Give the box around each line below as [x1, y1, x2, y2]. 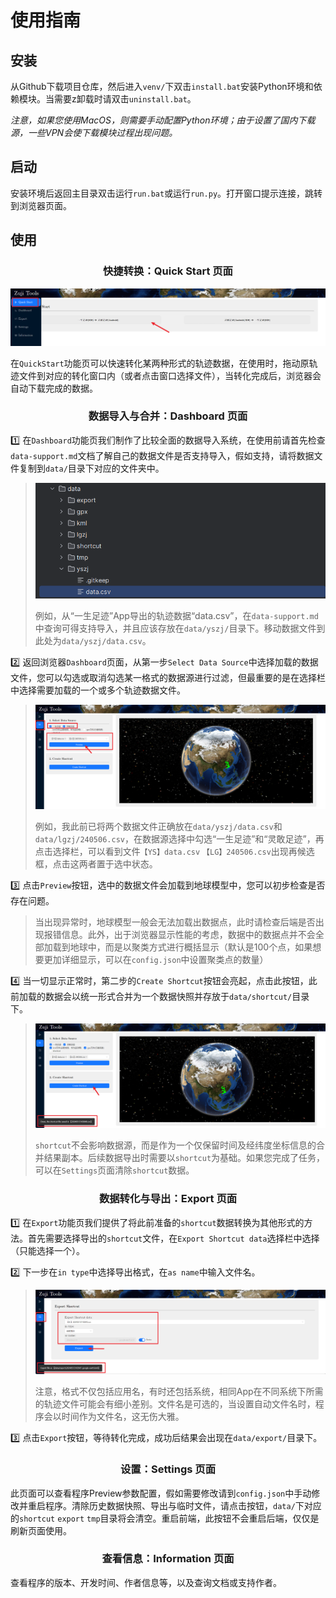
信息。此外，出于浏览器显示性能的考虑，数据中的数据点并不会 [61, 928, 316, 940]
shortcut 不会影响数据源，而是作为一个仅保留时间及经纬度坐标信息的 [34, 1139, 317, 1151]
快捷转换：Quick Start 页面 [103, 264, 233, 278]
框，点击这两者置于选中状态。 [34, 857, 158, 870]
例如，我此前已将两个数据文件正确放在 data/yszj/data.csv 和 [34, 820, 283, 832]
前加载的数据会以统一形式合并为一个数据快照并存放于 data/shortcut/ [10, 990, 293, 1002]
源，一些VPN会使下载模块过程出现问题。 [10, 127, 178, 138]
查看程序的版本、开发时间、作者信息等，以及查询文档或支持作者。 [10, 1576, 282, 1588]
